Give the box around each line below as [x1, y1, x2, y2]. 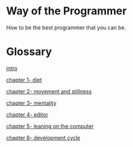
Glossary [6, 45, 52, 59]
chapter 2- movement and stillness [6, 88, 92, 95]
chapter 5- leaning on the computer [6, 122, 94, 130]
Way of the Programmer [6, 4, 127, 18]
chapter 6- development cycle [6, 134, 81, 141]
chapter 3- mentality [6, 99, 57, 106]
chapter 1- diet [6, 76, 42, 83]
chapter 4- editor [6, 111, 49, 118]
